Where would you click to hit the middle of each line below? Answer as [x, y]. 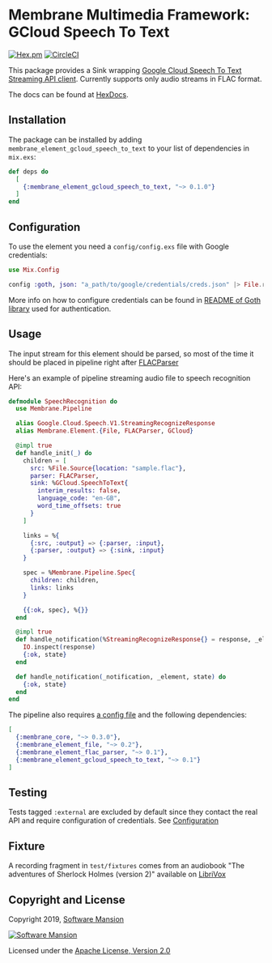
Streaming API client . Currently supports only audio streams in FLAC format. [135, 79]
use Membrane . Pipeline [54, 409]
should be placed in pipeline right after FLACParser [93, 362]
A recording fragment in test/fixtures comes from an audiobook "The [127, 866]
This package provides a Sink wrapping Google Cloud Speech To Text [125, 70]
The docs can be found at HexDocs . [69, 94]
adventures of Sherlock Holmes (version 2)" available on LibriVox [117, 874]
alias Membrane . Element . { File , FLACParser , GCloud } [105, 431]
